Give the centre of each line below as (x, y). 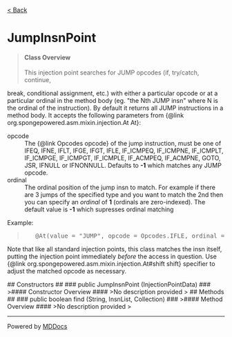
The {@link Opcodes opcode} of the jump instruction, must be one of (123, 144)
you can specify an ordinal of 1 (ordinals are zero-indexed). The (115, 202)
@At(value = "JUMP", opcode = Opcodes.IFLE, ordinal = (130, 236)
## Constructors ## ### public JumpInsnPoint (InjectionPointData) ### (109, 285)
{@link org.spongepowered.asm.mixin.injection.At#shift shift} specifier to (111, 264)
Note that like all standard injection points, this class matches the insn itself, (115, 249)
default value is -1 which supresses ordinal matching (99, 209)
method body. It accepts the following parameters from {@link (96, 115)
